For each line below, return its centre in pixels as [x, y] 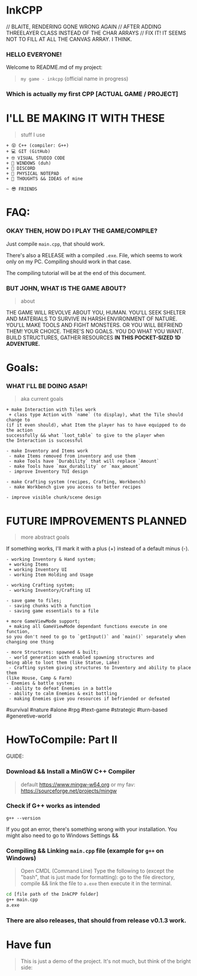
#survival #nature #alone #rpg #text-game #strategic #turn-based [87, 710]
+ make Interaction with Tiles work [51, 410]
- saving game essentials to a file [54, 611]
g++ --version [24, 818]
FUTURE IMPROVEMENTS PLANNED [96, 521]
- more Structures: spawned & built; [52, 653]
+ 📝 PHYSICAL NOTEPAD [33, 174]
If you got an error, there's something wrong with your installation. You [92, 829]
